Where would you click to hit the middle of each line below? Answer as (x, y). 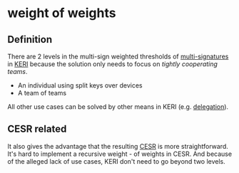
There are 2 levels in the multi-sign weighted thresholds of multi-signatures (118, 56)
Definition (30, 40)
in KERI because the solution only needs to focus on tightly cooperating (112, 64)
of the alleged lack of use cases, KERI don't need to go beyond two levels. (117, 161)
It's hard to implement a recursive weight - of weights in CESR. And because (120, 154)
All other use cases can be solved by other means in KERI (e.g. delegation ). (118, 107)
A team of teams (42, 93)
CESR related (37, 129)
